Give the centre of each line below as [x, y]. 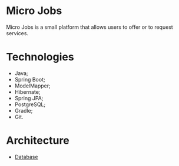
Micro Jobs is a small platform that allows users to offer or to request [90, 27]
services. [17, 33]
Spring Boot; [30, 79]
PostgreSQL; [30, 104]
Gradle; [24, 110]
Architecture [38, 140]
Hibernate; [27, 92]
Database [26, 157]
